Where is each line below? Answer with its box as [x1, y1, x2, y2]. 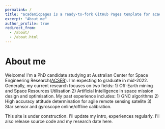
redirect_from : [5, 26, 36, 31]
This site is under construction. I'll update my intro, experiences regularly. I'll [5, 113, 160, 119]
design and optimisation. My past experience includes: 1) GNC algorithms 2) [5, 93, 159, 99]
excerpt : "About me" [5, 16, 48, 21]
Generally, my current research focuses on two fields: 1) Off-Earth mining [5, 82, 153, 89]
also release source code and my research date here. [5, 118, 113, 124]
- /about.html [9, 35, 38, 40]
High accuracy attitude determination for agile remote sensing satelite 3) [5, 98, 152, 104]
